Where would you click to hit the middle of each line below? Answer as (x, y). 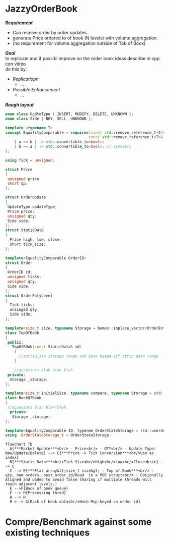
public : (15, 342)
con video (16, 64)
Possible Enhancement (36, 89)
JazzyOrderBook (41, 9)
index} (12, 458)
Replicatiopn (25, 79)
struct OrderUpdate (26, 197)
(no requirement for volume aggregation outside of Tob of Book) (79, 43)
